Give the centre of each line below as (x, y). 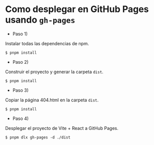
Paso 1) (20, 34)
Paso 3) (21, 90)
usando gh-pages (40, 20)
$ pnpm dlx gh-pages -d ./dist (38, 137)
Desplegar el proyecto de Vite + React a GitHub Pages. (62, 128)
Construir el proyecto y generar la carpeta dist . (54, 72)
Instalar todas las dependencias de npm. (47, 43)
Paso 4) (21, 118)
